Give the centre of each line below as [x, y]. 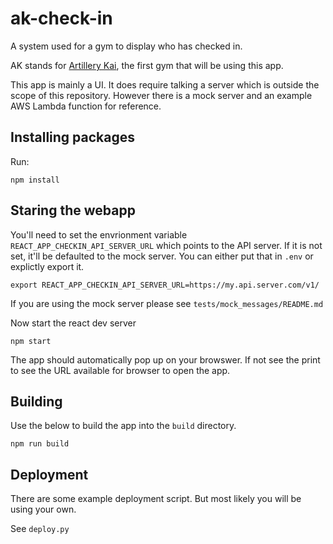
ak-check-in [61, 18]
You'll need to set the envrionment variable [99, 234]
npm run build [40, 444]
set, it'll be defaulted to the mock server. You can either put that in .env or [162, 256]
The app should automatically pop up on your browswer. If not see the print [165, 359]
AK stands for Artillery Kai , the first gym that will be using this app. [147, 65]
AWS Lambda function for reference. [86, 106]
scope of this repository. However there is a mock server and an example [161, 95]
